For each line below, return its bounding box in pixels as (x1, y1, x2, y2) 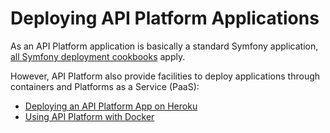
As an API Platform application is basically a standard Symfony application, (10, 40, 319, 52)
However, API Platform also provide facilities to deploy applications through (10, 70, 321, 82)
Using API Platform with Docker (24, 110, 155, 122)
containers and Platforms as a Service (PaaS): (10, 80, 200, 92)
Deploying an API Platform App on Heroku (24, 100, 198, 112)
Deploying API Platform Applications (10, 7, 320, 30)
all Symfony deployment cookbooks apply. (10, 50, 186, 62)
